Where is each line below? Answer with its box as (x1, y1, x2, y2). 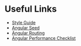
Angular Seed (11, 24, 40, 30)
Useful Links (4, 3, 57, 15)
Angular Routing (11, 30, 45, 36)
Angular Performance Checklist (11, 35, 76, 41)
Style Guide (11, 20, 36, 25)
